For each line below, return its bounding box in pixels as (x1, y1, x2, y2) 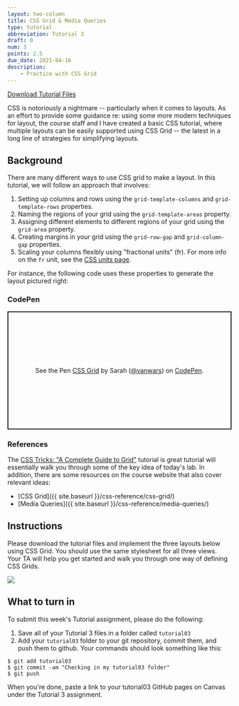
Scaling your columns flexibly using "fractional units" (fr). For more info (17, 247, 227, 257)
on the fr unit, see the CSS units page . (17, 255, 132, 264)
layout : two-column (7, 10, 65, 18)
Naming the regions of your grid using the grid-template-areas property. (17, 210, 231, 218)
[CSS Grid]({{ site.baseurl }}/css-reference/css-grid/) (17, 491, 175, 500)
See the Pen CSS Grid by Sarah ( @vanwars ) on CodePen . (35, 366, 204, 374)
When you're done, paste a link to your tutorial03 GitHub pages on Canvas (7, 682, 225, 691)
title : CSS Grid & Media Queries (7, 17, 107, 24)
